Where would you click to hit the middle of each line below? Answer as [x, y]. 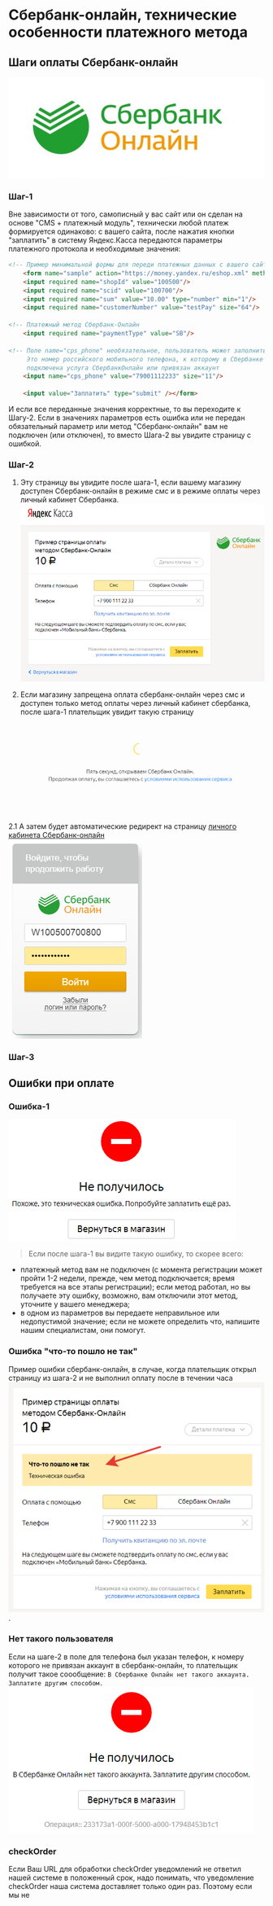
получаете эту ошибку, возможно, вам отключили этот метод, [129, 1295]
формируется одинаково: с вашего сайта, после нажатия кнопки [121, 232]
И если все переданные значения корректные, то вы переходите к [125, 410]
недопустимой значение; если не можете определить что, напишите [140, 1321]
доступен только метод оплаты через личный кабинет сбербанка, [135, 703]
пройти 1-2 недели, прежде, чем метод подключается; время [128, 1278]
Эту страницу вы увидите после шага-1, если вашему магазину [130, 483]
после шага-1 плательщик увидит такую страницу [107, 712]
